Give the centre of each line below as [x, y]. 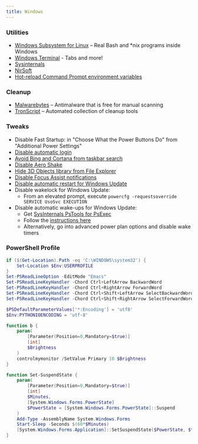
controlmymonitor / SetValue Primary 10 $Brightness [81, 359]
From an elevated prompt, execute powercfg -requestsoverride [100, 196]
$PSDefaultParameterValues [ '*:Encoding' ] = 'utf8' [70, 309]
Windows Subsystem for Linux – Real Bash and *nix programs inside [98, 45]
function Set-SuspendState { [42, 375]
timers [31, 233]
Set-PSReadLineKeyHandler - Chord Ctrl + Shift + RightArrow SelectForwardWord [100, 299]
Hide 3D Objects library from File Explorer [65, 171]
